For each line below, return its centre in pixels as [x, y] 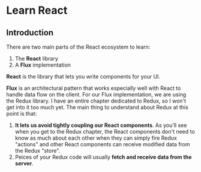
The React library [36, 58]
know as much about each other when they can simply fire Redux [96, 138]
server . [24, 163]
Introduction [30, 33]
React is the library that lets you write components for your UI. [83, 76]
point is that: [22, 114]
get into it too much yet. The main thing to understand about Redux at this [97, 107]
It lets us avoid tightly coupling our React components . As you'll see [101, 125]
